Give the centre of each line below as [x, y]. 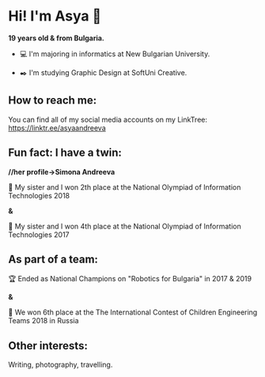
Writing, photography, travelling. [61, 365]
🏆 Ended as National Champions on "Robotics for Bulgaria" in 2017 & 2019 [130, 279]
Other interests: [48, 346]
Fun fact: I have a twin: [65, 153]
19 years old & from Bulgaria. [57, 38]
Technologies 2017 [39, 234]
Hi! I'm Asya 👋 [55, 16]
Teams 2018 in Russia [44, 321]
